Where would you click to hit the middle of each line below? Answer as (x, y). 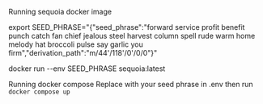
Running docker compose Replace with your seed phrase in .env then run (131, 84)
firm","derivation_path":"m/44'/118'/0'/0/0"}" (83, 53)
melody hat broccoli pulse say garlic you (76, 44)
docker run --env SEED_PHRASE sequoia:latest (87, 69)
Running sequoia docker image (60, 12)
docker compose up (39, 92)
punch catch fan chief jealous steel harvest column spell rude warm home (132, 36)
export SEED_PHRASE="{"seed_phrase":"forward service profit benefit (127, 27)
